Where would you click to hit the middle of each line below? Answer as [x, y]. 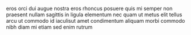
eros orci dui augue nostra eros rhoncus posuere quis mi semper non [89, 8]
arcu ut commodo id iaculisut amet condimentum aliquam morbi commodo [95, 21]
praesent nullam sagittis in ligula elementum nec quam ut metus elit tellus [94, 15]
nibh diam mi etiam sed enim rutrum [49, 27]
